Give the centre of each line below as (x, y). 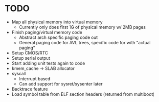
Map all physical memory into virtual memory (57, 22)
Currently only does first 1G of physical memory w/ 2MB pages (82, 27)
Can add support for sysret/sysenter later (61, 84)
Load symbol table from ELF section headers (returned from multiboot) (83, 94)
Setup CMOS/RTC (30, 53)
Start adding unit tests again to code (48, 63)
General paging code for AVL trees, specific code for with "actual (85, 42)
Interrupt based (35, 79)
